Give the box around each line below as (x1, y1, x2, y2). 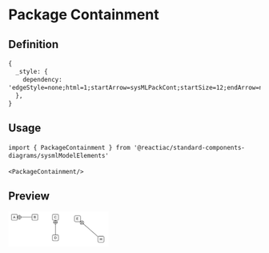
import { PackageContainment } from (8, 143, 130, 151)
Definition (8, 38, 58, 51)
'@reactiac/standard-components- (133, 143, 246, 151)
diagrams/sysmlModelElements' (8, 151, 110, 159)
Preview (8, 190, 50, 203)
